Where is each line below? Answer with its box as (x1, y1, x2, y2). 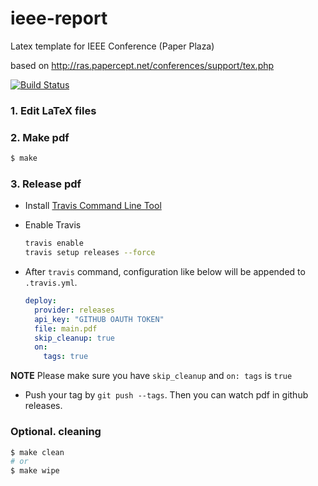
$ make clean (10, 447, 65, 457)
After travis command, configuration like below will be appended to (24, 266, 306, 278)
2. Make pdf (10, 130, 70, 144)
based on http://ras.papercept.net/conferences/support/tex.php (10, 59, 275, 71)
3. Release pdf (10, 177, 82, 191)
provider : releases (34, 305, 116, 315)
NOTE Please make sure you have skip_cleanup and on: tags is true (10, 370, 293, 382)
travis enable (24, 238, 84, 249)
